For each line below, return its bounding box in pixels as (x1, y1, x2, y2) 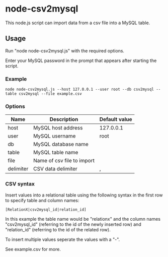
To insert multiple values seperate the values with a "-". (5, 236, 120, 242)
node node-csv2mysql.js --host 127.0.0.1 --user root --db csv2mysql (5, 87, 154, 92)
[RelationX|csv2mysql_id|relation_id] (5, 207, 87, 212)
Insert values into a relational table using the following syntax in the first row (5, 192, 163, 198)
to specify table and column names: (5, 197, 79, 203)
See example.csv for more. (5, 246, 61, 252)
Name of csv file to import (33, 157, 95, 164)
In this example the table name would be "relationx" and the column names (5, 216, 161, 222)
